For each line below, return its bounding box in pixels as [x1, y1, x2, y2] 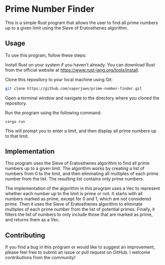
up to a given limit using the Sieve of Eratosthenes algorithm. [5, 25, 129, 30]
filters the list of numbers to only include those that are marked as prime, [5, 211, 153, 217]
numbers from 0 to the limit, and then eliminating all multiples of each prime [5, 171, 159, 177]
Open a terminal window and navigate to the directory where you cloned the [5, 95, 160, 101]
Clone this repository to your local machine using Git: [5, 76, 113, 82]
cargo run [5, 119, 26, 124]
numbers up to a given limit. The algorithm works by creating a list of [5, 166, 145, 172]
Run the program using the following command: [5, 110, 102, 116]
